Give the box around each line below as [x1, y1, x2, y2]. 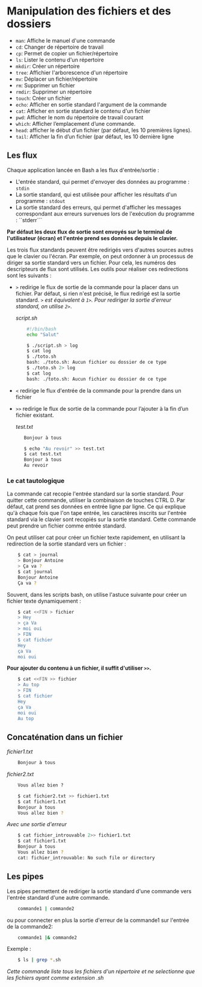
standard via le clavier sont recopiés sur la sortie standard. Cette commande [7, 516, 196, 523]
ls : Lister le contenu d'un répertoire [15, 56, 104, 63]
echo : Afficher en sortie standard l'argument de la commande [15, 101, 167, 108]
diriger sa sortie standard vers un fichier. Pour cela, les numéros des [7, 259, 176, 266]
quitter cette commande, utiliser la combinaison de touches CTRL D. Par [7, 497, 186, 504]
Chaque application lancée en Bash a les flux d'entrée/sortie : [7, 166, 159, 173]
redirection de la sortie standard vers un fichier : [7, 540, 126, 547]
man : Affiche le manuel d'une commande [15, 37, 115, 44]
